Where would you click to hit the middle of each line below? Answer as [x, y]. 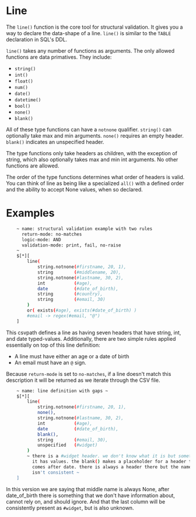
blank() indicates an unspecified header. [55, 142]
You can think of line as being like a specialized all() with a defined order [95, 183]
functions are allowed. [33, 166]
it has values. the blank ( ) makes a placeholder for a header [109, 461]
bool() [22, 106]
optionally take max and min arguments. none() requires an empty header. [95, 135]
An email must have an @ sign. [50, 362]
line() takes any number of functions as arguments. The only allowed [90, 50]
